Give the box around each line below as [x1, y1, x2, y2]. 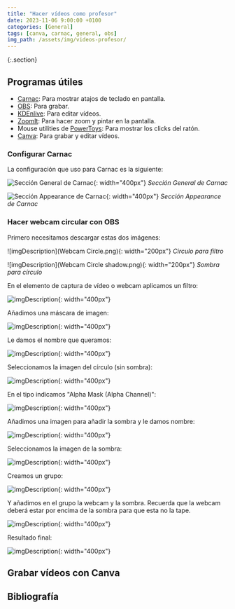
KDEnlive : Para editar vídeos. [17, 109, 101, 118]
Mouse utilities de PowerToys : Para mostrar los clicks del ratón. [17, 124, 201, 132]
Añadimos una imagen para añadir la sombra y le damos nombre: [7, 417, 195, 425]
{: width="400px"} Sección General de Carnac [93, 179, 229, 187]
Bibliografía [7, 591, 59, 603]
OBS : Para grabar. [17, 102, 70, 110]
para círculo [7, 268, 43, 276]
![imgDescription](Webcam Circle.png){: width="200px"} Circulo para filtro [7, 247, 224, 255]
